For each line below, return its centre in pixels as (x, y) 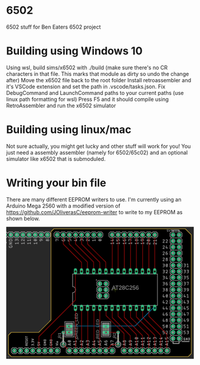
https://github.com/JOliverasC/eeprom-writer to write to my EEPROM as (94, 212)
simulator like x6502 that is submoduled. (56, 159)
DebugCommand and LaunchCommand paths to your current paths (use (95, 92)
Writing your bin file (56, 183)
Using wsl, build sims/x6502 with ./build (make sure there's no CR (87, 67)
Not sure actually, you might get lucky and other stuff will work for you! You (99, 146)
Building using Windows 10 (74, 51)
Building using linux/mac (69, 130)
